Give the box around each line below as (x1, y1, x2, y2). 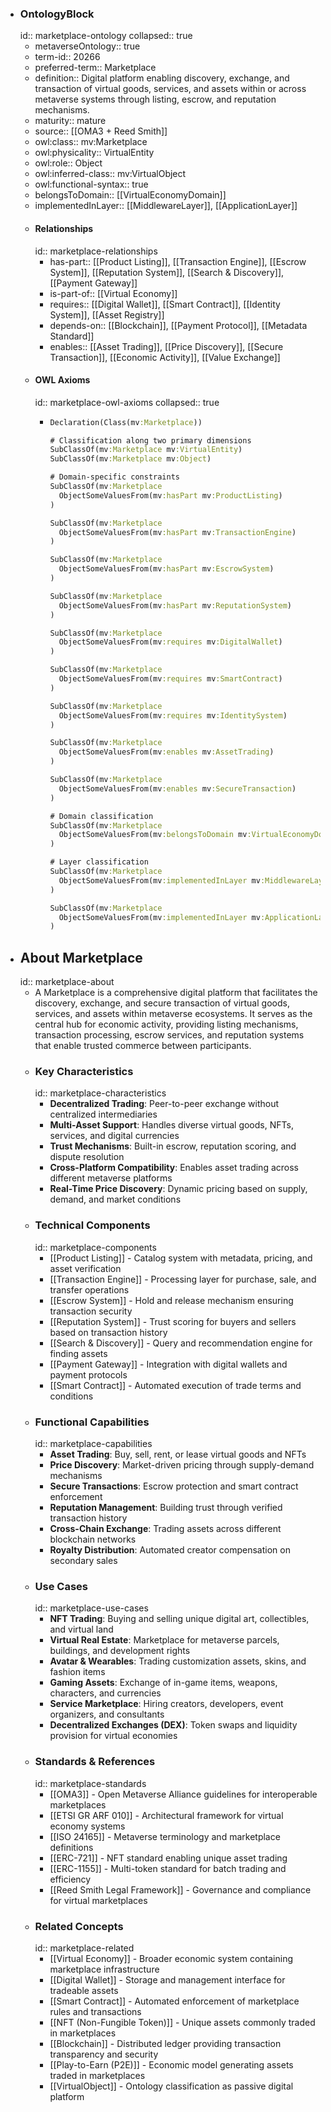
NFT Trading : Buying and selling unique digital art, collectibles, (49, 1613, 310, 1625)
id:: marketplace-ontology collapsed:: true (19, 30, 193, 42)
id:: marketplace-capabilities (34, 1438, 153, 1450)
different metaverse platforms (49, 1172, 173, 1184)
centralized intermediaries (49, 1108, 158, 1121)
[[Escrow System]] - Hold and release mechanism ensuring (49, 1294, 294, 1306)
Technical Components (34, 1218, 151, 1232)
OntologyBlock (19, 7, 95, 21)
